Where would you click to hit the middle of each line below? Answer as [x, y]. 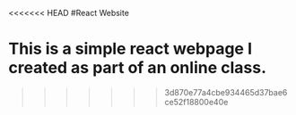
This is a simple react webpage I [131, 49]
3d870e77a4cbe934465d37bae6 [226, 92]
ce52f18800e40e [196, 102]
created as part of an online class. [137, 68]
